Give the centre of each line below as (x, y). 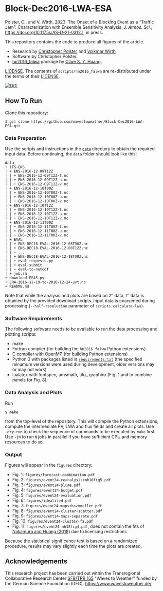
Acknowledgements (36, 562)
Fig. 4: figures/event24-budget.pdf (47, 490)
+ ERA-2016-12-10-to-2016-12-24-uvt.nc (45, 282)
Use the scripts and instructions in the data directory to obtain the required (80, 149)
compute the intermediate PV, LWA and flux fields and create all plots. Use (80, 426)
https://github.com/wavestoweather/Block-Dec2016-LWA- (88, 122)
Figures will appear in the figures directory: (49, 465)
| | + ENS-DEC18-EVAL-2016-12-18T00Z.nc (47, 257)
